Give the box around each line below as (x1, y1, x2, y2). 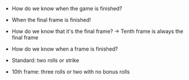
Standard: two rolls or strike (11, 57, 80, 64)
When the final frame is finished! (11, 16, 92, 23)
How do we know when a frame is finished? (11, 45, 118, 52)
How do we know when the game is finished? (11, 5, 122, 12)
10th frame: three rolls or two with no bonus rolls (11, 68, 130, 75)
